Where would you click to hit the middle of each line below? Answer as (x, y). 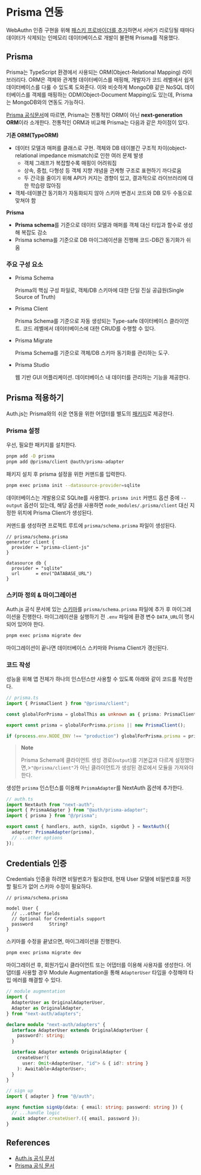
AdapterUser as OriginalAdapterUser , (59, 1003)
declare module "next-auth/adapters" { (56, 1024)
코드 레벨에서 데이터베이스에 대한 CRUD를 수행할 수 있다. (89, 328)
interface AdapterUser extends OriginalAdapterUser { (80, 1030)
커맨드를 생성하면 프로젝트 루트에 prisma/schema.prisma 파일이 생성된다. (91, 525)
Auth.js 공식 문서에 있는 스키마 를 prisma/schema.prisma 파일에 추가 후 (89, 609)
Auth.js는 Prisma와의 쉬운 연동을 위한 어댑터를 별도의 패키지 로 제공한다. (90, 413)
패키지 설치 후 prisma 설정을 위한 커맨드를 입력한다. (66, 474)
